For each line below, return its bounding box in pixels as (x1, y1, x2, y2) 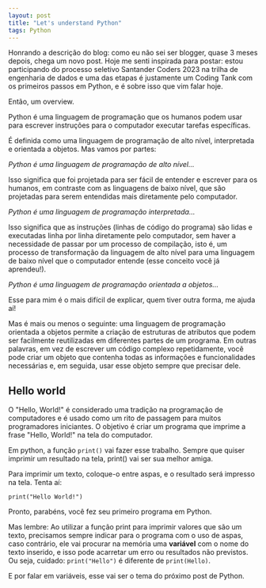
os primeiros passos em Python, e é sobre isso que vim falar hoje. (8, 82, 223, 91)
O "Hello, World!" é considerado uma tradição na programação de (8, 405, 223, 415)
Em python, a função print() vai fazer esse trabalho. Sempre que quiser (8, 446, 245, 455)
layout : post (8, 11, 51, 20)
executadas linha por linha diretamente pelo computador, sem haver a (8, 231, 236, 241)
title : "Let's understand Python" (8, 19, 123, 27)
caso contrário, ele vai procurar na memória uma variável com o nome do (8, 539, 249, 548)
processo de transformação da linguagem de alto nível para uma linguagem (8, 248, 255, 257)
